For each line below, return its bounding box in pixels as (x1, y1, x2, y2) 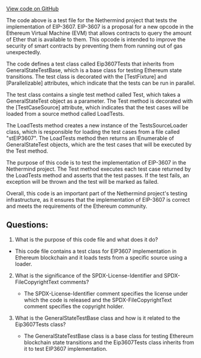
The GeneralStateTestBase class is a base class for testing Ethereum (23, 332, 194, 339)
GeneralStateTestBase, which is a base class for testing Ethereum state (6, 67, 182, 74)
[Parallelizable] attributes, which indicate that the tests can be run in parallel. (6, 79, 196, 86)
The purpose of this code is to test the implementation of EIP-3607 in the (6, 159, 187, 166)
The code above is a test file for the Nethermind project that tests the (6, 17, 177, 23)
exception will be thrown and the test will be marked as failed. (6, 178, 159, 185)
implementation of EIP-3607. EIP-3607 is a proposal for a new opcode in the (6, 23, 194, 30)
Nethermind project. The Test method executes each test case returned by (6, 165, 191, 172)
